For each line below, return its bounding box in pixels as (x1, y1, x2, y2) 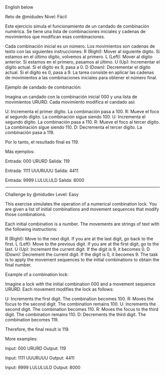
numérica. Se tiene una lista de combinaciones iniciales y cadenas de (5, 29, 146, 34)
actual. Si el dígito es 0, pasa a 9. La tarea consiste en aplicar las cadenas (5, 69, 154, 75)
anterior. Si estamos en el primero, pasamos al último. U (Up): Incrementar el (5, 59, 160, 65)
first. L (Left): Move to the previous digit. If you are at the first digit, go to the (5, 241, 159, 247)
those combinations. (5, 211, 47, 217)
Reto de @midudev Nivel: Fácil (5, 14, 67, 19)
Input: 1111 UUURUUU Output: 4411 (5, 355, 75, 361)
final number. (5, 262, 32, 268)
